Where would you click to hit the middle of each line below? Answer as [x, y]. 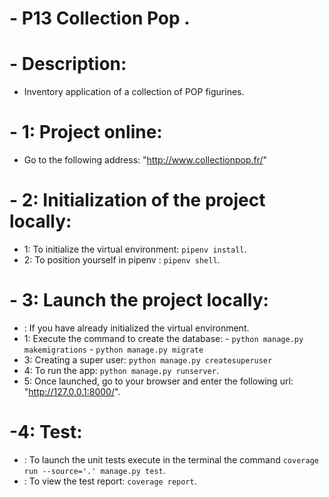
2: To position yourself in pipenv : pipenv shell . [122, 260]
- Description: [68, 64]
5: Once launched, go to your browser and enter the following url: [158, 381]
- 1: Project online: [86, 132]
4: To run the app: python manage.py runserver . [121, 370]
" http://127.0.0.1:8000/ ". [72, 391]
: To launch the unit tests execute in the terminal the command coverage [171, 459]
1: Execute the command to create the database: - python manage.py [163, 338]
